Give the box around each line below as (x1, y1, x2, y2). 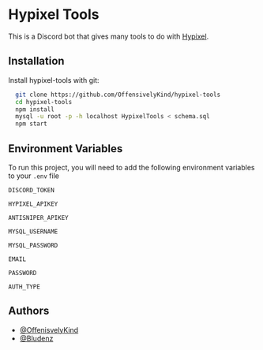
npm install (15, 105, 55, 114)
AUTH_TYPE (8, 282, 41, 291)
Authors (8, 304, 50, 318)
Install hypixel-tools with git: (8, 75, 100, 84)
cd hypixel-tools (15, 98, 73, 106)
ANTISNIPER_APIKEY (8, 214, 69, 222)
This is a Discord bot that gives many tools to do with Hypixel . (8, 32, 209, 41)
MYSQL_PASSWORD (8, 241, 58, 249)
